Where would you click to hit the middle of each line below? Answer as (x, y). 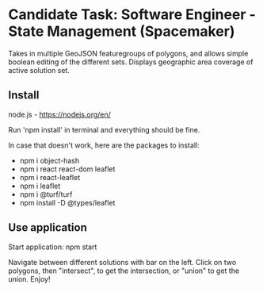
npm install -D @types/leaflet (67, 202)
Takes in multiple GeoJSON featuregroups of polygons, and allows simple (128, 53)
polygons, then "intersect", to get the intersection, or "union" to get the (124, 271)
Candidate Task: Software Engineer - (132, 15)
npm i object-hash (50, 160)
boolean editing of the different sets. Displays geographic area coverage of (131, 62)
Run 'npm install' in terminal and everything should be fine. (104, 129)
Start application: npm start (53, 247)
